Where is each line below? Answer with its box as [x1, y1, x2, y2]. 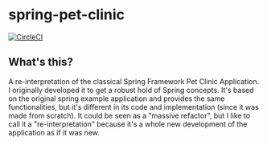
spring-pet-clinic [8, 6, 125, 24]
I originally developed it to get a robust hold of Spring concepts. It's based [8, 85, 255, 95]
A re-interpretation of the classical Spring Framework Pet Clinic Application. [8, 76, 260, 86]
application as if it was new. [8, 127, 101, 137]
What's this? [8, 55, 74, 69]
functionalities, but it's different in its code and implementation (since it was [8, 102, 259, 111]
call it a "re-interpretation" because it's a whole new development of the [8, 119, 248, 129]
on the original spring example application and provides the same [8, 94, 225, 103]
